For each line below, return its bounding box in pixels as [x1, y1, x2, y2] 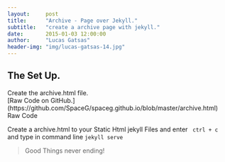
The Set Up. [7, 70, 61, 82]
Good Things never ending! [24, 146, 105, 155]
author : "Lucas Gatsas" [7, 37, 91, 44]
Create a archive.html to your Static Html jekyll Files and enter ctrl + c [7, 125, 219, 134]
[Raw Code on [7, 96, 50, 104]
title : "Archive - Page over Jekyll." [7, 17, 138, 24]
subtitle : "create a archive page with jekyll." [7, 23, 160, 31]
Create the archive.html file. [7, 88, 89, 97]
